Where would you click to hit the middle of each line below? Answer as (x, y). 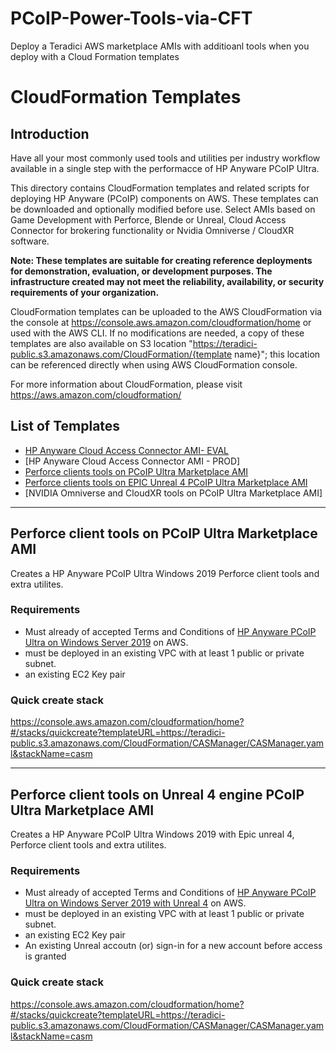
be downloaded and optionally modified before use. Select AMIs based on (163, 209)
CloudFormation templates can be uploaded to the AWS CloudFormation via (166, 311)
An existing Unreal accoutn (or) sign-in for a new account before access (173, 946)
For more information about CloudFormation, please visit (126, 384)
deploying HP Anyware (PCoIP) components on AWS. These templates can (164, 198)
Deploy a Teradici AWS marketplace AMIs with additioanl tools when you (160, 46)
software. (30, 241)
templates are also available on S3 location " (101, 343)
